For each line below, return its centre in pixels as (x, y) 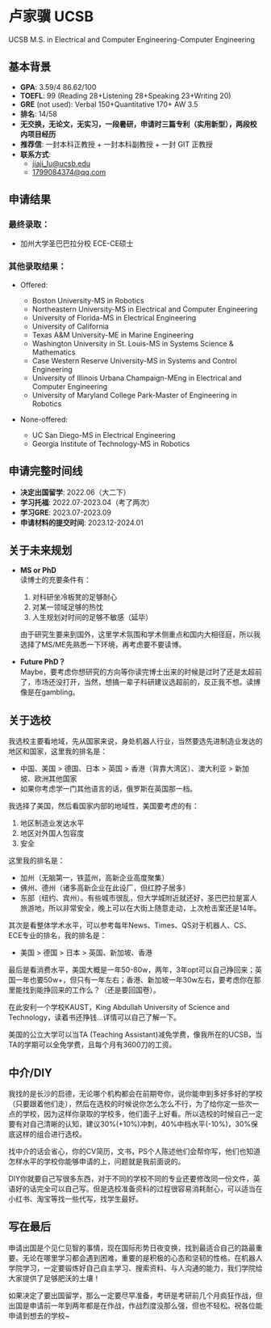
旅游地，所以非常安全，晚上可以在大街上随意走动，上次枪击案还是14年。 (140, 908)
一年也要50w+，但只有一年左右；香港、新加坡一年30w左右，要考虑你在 (134, 980)
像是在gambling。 (50, 692)
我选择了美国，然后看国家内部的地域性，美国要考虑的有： (104, 806)
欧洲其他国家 (56, 779)
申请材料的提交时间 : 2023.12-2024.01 (81, 522)
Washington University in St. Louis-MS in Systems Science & (133, 343)
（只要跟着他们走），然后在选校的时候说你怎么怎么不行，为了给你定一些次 (130, 1103)
